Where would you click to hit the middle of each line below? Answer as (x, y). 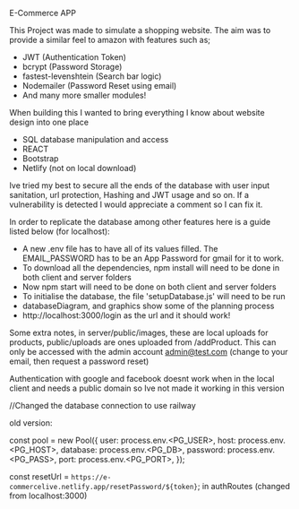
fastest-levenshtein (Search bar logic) (92, 76)
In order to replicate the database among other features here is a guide (140, 222)
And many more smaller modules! (84, 95)
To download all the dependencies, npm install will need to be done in (151, 267)
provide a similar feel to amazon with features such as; (110, 40)
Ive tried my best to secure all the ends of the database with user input (140, 185)
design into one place (49, 122)
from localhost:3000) (48, 496)
